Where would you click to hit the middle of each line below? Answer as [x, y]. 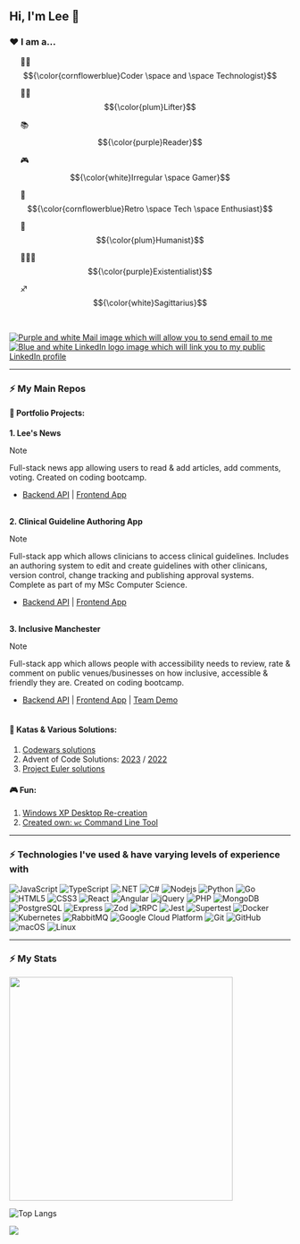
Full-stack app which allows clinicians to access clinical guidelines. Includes [149, 556]
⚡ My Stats [33, 959]
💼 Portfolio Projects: [47, 413]
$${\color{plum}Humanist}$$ [150, 240]
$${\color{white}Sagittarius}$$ [150, 302]
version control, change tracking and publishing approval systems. [132, 575]
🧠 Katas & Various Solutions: [63, 729]
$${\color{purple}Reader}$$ [150, 142]
